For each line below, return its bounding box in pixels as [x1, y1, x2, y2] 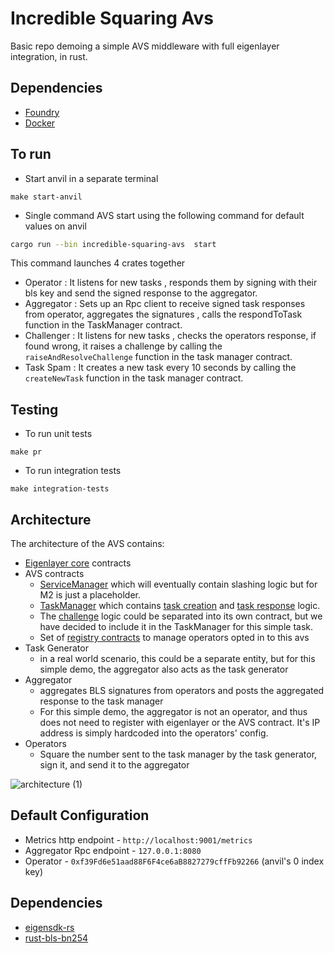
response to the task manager [39, 695, 164, 707]
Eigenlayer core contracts [24, 557, 132, 569]
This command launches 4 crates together [10, 257, 186, 269]
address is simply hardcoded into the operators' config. [39, 727, 269, 739]
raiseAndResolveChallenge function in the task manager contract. [24, 351, 293, 363]
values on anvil [24, 220, 87, 232]
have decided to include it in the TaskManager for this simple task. [39, 621, 314, 633]
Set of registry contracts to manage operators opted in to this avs [39, 632, 310, 644]
